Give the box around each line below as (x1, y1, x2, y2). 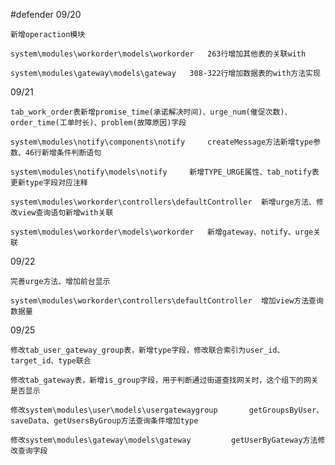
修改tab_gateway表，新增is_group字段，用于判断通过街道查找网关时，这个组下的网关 (10, 375, 319, 385)
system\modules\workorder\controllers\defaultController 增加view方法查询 (10, 296, 324, 306)
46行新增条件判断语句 (24, 148, 102, 158)
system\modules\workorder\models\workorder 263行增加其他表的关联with (10, 49, 307, 59)
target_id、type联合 (10, 356, 92, 366)
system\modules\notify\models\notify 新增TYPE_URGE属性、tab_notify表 (10, 167, 320, 177)
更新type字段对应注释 (10, 178, 88, 188)
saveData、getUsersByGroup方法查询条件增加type (10, 416, 199, 426)
